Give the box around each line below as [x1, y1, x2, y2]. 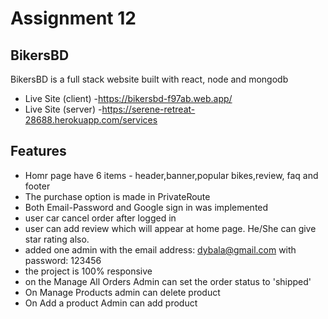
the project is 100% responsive [24, 265, 153, 277]
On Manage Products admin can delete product [24, 286, 221, 298]
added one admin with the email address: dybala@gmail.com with [24, 243, 297, 256]
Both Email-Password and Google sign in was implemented [24, 201, 269, 213]
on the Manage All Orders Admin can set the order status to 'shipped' [24, 275, 312, 287]
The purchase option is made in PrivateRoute [24, 190, 211, 202]
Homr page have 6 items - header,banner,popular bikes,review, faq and [24, 169, 319, 181]
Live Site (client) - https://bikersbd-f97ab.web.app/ [24, 93, 233, 104]
